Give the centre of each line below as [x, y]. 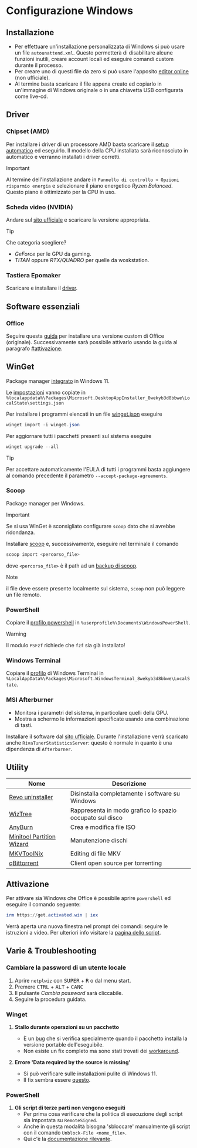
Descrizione [129, 784]
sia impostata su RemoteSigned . [60, 1120]
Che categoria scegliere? [36, 242]
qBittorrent [24, 863]
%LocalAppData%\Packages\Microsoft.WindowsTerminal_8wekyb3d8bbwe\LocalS [98, 679]
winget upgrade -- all [33, 447]
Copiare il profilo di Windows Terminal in [55, 673]
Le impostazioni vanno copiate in [46, 392]
